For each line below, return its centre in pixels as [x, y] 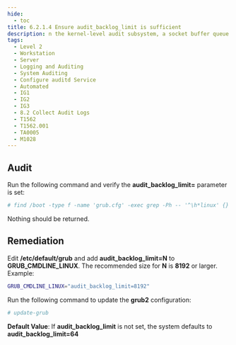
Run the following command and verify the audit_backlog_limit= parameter [117, 185]
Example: [21, 273]
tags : [15, 40]
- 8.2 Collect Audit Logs [52, 113]
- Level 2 [28, 47]
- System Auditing [41, 73]
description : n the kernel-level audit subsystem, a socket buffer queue [118, 34]
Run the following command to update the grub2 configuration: [100, 300]
